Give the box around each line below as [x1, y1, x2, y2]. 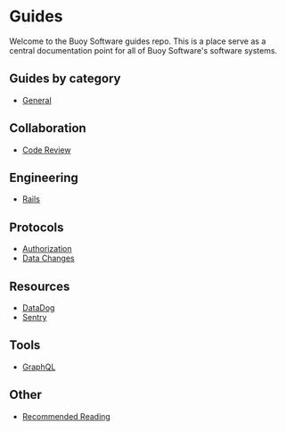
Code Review [21, 145, 71, 155]
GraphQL [21, 361, 56, 372]
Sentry [21, 312, 47, 322]
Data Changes [21, 253, 75, 264]
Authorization [21, 244, 73, 254]
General [21, 95, 52, 105]
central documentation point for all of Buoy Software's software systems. [9, 45, 278, 55]
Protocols [9, 220, 64, 235]
